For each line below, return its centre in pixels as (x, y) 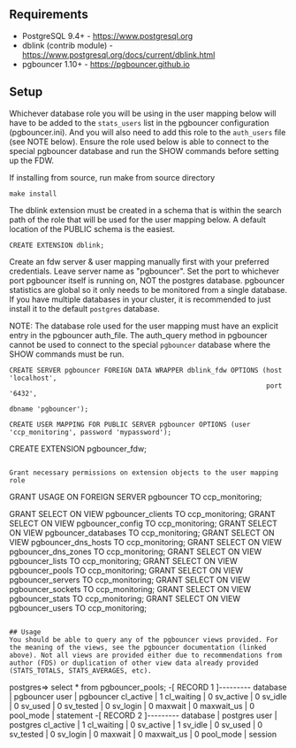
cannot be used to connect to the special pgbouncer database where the (140, 344)
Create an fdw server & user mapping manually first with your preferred (139, 261)
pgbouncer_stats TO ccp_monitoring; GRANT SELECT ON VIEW (125, 598)
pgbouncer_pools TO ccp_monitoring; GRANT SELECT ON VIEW (126, 570)
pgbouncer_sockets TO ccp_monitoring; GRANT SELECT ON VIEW (130, 589)
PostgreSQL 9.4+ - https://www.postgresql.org (107, 35)
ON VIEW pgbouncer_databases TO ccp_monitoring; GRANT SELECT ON (142, 532)
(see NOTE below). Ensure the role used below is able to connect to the (139, 142)
